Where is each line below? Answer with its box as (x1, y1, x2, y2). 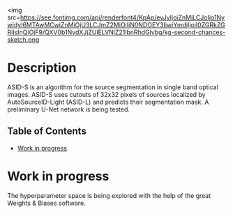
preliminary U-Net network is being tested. (7, 105, 130, 114)
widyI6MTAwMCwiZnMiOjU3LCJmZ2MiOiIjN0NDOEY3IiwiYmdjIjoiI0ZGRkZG (7, 21, 225, 29)
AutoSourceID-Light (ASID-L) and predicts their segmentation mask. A (7, 98, 209, 106)
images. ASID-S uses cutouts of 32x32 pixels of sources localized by (7, 90, 206, 98)
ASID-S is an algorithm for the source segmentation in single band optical (7, 83, 218, 91)
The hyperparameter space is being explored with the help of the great (7, 191, 211, 199)
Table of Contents (7, 125, 87, 137)
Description (7, 60, 77, 76)
